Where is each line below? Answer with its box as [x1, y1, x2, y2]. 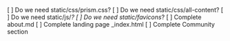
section [7, 27, 29, 36]
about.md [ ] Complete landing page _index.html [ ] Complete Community [7, 20, 216, 28]
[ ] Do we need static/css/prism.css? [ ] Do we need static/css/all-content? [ [7, 6, 224, 14]
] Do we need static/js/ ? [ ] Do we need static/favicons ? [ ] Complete [7, 13, 202, 21]
